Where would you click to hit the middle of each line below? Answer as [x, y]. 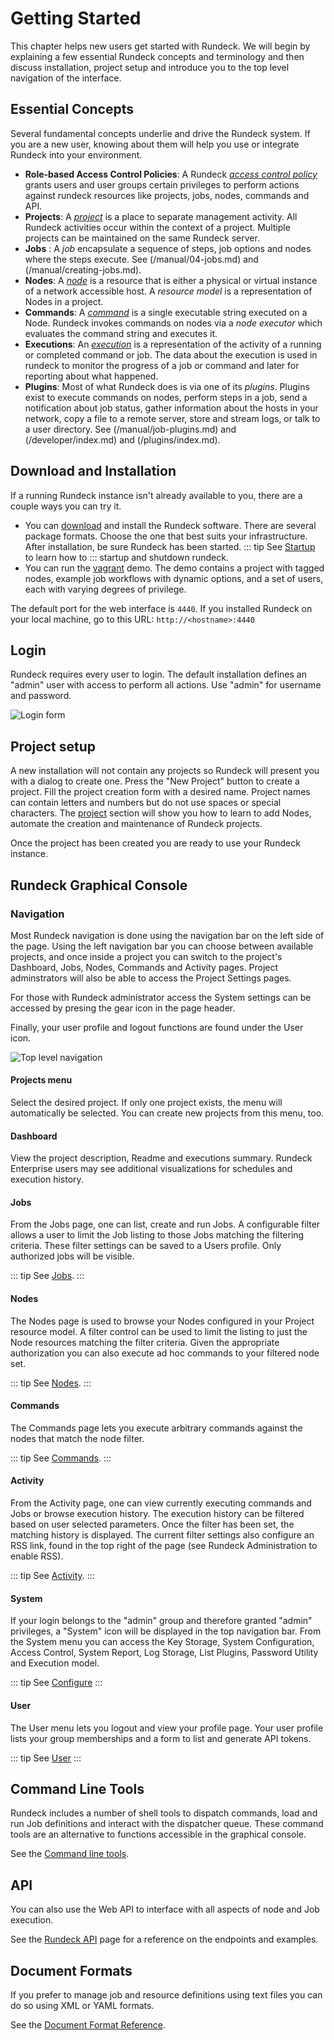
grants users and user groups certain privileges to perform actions [162, 184]
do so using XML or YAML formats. [82, 2005]
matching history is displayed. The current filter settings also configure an [162, 1535]
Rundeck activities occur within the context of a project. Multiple [157, 227]
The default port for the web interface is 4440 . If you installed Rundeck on [161, 608]
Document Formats [71, 1970]
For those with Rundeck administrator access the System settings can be [161, 997]
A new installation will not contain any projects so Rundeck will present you [165, 771]
